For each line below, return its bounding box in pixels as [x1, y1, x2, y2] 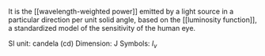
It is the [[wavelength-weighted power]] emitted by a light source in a [8, 7, 234, 16]
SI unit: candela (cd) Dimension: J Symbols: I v [8, 39, 157, 50]
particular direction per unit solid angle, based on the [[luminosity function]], [8, 15, 257, 24]
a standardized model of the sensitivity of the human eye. [8, 24, 196, 32]
